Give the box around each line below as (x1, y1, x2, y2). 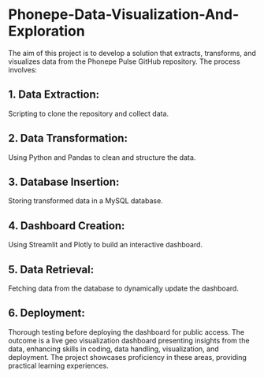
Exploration (8, 22, 85, 40)
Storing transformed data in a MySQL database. (8, 196, 163, 206)
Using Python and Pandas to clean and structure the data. (8, 152, 196, 162)
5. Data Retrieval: (8, 262, 95, 276)
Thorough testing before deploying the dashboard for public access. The (8, 327, 245, 336)
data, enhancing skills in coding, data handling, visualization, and (8, 344, 219, 354)
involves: (8, 65, 38, 74)
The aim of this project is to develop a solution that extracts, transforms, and (8, 48, 256, 57)
